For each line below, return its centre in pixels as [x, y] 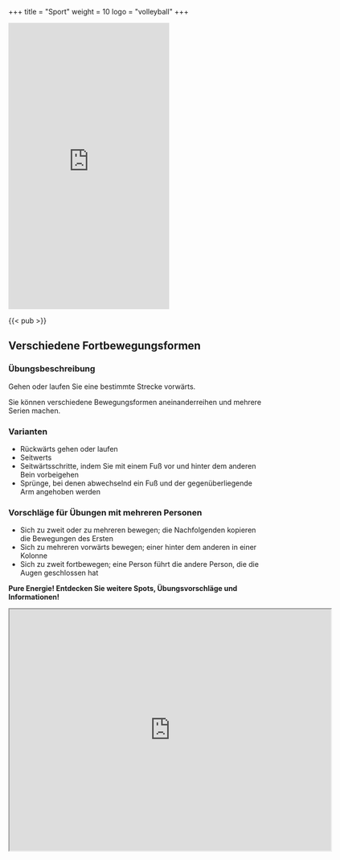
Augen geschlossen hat [59, 573]
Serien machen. [35, 411]
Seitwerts [36, 457]
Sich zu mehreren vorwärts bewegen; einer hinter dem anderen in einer [138, 548]
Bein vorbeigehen [49, 474]
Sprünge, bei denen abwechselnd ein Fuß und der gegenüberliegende [136, 483]
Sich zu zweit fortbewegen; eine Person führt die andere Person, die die [139, 564]
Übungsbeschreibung [52, 369]
